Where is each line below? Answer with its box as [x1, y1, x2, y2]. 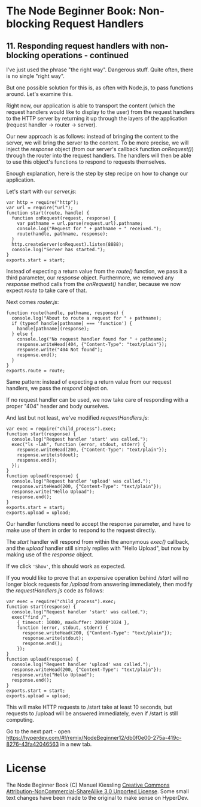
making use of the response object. [6, 551, 94, 558]
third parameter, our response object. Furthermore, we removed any [6, 274, 174, 281]
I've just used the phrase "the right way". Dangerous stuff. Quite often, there [6, 66, 194, 73]
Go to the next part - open [6, 728, 71, 735]
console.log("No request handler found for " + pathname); [17, 336, 167, 342]
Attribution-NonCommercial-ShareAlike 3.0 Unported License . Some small [6, 787, 190, 795]
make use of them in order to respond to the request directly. [6, 526, 157, 534]
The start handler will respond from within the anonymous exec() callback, [6, 538, 190, 545]
